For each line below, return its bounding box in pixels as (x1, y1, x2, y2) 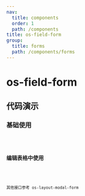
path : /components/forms (12, 49, 75, 55)
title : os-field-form (6, 32, 62, 38)
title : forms (12, 43, 45, 50)
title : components (12, 15, 59, 21)
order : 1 (12, 20, 34, 26)
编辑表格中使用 (6, 154, 44, 162)
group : (6, 37, 23, 43)
